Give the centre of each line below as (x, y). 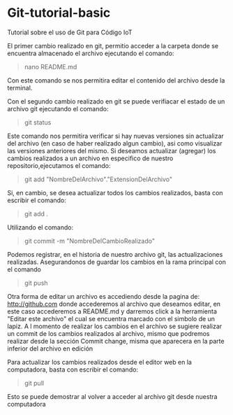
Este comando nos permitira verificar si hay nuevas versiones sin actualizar (116, 136)
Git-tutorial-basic (59, 13)
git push (36, 283)
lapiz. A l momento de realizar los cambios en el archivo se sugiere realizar (115, 326)
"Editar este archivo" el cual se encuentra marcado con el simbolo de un (111, 318)
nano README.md (51, 66)
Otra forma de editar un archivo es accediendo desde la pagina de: (104, 296)
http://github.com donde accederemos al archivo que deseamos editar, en (114, 304)
